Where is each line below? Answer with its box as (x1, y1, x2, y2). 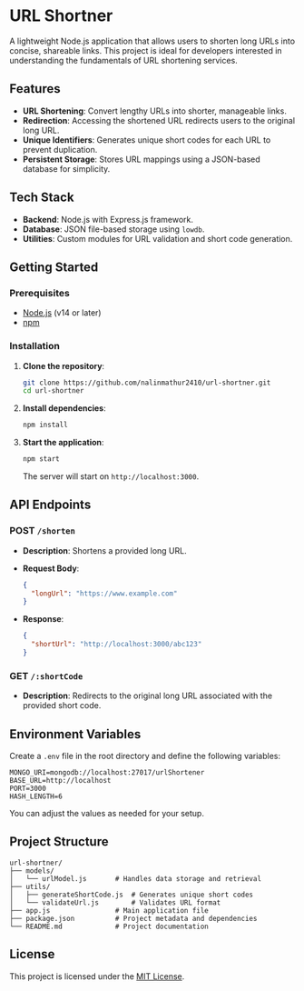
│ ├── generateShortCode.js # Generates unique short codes (9, 890, 254, 899)
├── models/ (9, 866, 54, 876)
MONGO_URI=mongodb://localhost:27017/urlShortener (9, 768, 205, 777)
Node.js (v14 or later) (22, 307, 102, 318)
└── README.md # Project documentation (9, 922, 209, 931)
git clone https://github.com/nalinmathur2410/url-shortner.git (22, 378, 271, 387)
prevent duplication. (22, 144, 98, 155)
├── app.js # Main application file (9, 906, 209, 915)
